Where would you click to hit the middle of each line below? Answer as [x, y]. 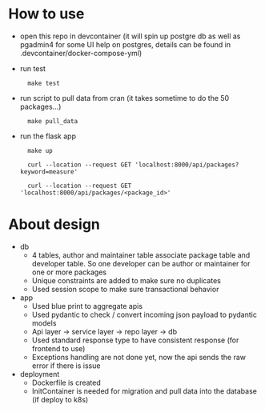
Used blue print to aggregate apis [87, 306]
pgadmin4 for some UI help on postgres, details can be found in [125, 44]
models [44, 323]
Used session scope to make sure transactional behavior [125, 289]
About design [54, 224]
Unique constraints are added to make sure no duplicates [126, 280]
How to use [46, 14]
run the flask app [48, 136]
